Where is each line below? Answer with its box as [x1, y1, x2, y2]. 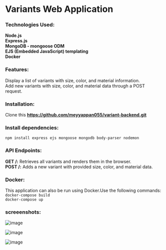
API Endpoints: [5, 147, 42, 154]
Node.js [5, 32, 22, 38]
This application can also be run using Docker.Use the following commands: [5, 187, 161, 193]
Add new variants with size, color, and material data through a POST [5, 83, 146, 89]
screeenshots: [5, 208, 41, 215]
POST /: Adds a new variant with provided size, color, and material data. [5, 163, 153, 170]
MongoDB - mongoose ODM [5, 43, 65, 49]
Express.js [5, 38, 28, 44]
